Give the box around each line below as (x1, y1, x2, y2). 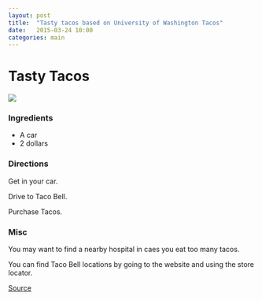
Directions (8, 158, 49, 169)
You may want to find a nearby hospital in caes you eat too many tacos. (8, 245, 240, 254)
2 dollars (19, 139, 49, 148)
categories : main (8, 33, 65, 42)
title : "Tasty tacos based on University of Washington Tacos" (8, 19, 223, 27)
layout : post (8, 11, 51, 20)
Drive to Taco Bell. (8, 191, 68, 201)
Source (8, 283, 31, 293)
